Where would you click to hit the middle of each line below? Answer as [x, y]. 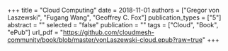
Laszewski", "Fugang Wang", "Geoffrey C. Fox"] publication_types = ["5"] [114, 17]
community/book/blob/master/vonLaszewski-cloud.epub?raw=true [105, 40]
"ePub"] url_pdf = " [35, 32]
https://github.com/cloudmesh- [108, 32]
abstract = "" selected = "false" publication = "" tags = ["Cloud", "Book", [113, 25]
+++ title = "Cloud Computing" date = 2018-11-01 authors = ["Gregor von [113, 10]
